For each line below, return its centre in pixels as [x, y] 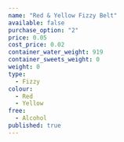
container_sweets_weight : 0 [54, 60]
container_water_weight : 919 [56, 52]
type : [17, 74]
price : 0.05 [27, 37]
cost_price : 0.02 [36, 45]
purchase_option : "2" [44, 30]
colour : [21, 89]
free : [17, 111]
